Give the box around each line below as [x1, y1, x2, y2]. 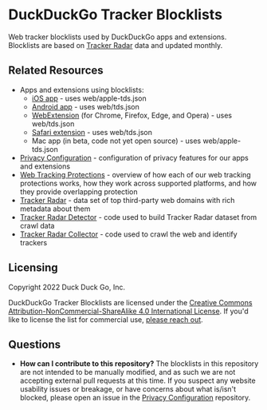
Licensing [8, 261, 58, 275]
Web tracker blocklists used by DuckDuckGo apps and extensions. [8, 32, 227, 42]
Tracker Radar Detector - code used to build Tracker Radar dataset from [19, 212, 257, 221]
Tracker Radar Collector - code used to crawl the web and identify [19, 229, 238, 239]
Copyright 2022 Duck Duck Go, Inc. [8, 282, 126, 292]
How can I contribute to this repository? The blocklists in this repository [19, 359, 259, 368]
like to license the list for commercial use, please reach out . [8, 314, 203, 324]
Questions [8, 337, 61, 351]
